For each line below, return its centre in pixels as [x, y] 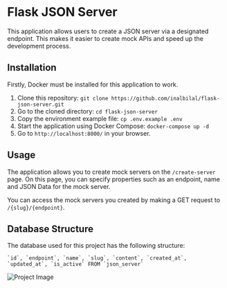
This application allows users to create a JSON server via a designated [108, 31]
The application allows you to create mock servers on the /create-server [111, 172]
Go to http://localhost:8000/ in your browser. [84, 133]
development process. [39, 46]
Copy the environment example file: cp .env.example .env [100, 118]
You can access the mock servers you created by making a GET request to [113, 200]
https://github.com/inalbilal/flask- [165, 98]
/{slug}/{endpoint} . [36, 207]
